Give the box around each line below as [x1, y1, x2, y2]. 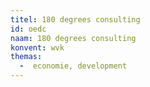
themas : [10, 52, 43, 62]
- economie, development [19, 61, 128, 71]
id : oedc [10, 24, 47, 34]
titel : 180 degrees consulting [10, 14, 141, 25]
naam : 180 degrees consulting [10, 33, 137, 43]
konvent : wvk [10, 42, 65, 53]
